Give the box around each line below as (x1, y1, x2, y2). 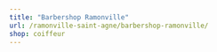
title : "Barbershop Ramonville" (9, 12, 129, 22)
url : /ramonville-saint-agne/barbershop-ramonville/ (9, 21, 209, 30)
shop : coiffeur (9, 29, 66, 38)
